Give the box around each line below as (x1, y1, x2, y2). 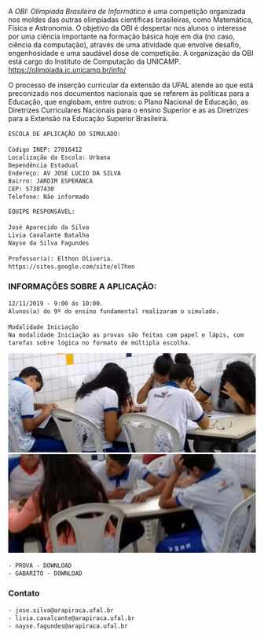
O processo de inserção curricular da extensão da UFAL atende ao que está (8, 80, 254, 90)
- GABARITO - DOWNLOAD (8, 570, 82, 577)
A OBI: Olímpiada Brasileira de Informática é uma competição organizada (8, 7, 246, 16)
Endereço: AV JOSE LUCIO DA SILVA (8, 169, 122, 177)
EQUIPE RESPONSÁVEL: (8, 208, 76, 216)
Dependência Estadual (8, 161, 79, 169)
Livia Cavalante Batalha (8, 231, 90, 239)
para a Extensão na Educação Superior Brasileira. (8, 114, 169, 123)
